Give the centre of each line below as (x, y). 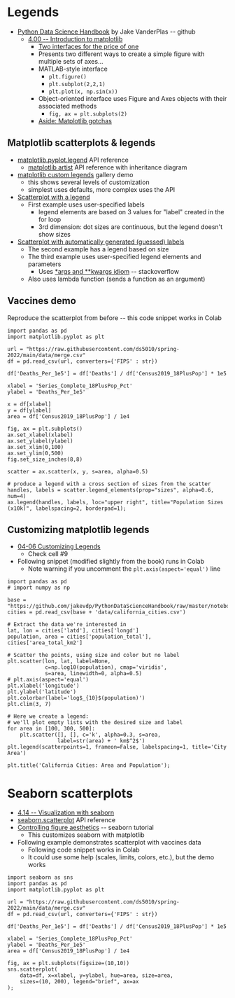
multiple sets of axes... (71, 61)
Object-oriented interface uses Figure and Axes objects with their (133, 98)
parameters (44, 264)
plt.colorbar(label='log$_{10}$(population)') (76, 698)
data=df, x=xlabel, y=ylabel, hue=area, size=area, (97, 976)
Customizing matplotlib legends (78, 529)
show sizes (55, 234)
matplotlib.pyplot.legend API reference (73, 160)
